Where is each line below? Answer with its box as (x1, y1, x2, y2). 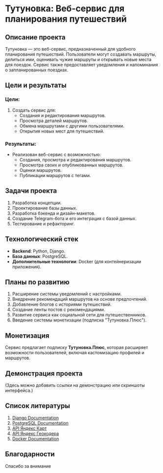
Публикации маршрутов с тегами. (19, 172, 91, 178)
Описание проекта (5, 33, 66, 41)
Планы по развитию (5, 278, 70, 286)
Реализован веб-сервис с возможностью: (12, 151, 101, 158)
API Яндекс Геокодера (12, 430, 59, 436)
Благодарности (5, 450, 55, 458)
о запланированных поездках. (5, 67, 69, 73)
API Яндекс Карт (12, 425, 47, 431)
